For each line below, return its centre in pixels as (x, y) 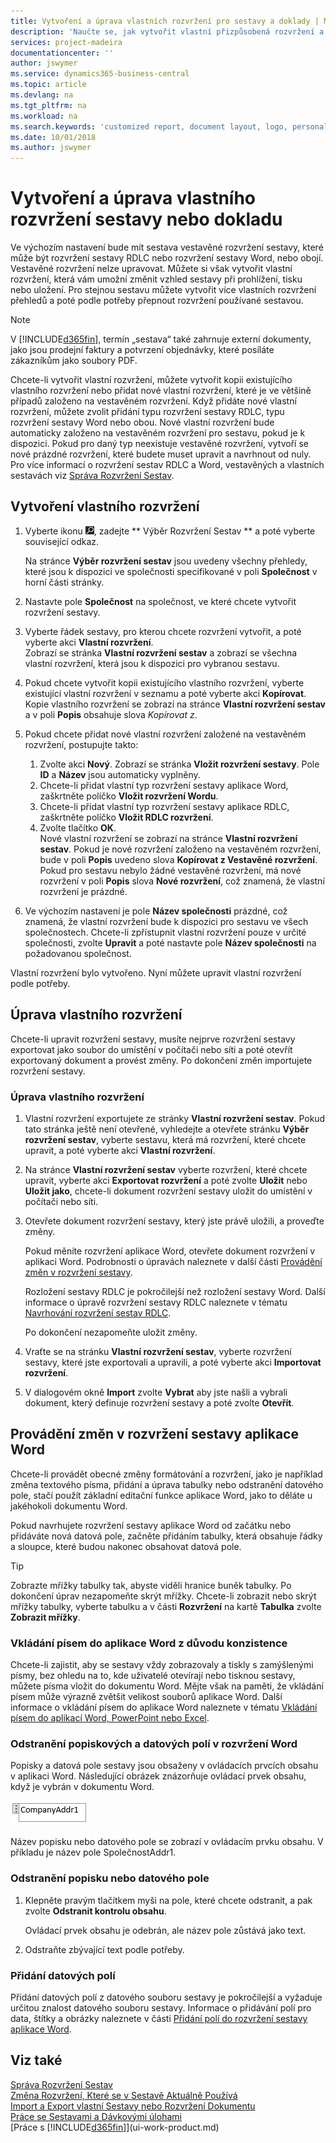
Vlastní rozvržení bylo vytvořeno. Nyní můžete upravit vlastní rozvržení (156, 972)
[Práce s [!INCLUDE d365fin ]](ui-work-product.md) (115, 2127)
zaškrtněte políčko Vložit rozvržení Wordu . (129, 796)
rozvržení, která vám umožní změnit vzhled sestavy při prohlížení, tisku (156, 279)
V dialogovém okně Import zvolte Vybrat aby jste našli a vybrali (156, 1392)
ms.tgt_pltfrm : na (48, 105)
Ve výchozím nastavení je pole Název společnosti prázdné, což (156, 911)
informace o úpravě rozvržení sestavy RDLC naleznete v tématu (156, 1302)
